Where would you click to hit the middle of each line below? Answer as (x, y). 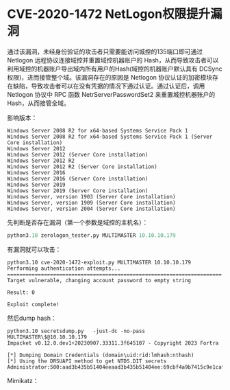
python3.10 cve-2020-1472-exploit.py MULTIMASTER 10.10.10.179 (99, 262)
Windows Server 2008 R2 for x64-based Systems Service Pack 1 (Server (110, 137)
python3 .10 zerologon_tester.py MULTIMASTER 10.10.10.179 (91, 235)
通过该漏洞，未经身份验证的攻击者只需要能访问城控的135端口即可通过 (105, 51)
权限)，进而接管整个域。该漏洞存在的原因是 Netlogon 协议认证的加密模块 (110, 77)
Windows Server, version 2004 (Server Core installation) (91, 209)
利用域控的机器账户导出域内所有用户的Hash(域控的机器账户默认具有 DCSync (115, 69)
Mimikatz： (23, 380)
